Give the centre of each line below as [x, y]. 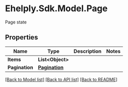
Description [88, 51]
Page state [16, 22]
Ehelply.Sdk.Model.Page [56, 9]
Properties [22, 37]
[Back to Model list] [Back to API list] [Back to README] [61, 79]
